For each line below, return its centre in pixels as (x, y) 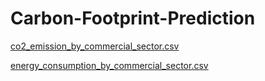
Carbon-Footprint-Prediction (133, 18)
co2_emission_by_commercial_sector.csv (95, 46)
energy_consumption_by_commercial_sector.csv (109, 65)
